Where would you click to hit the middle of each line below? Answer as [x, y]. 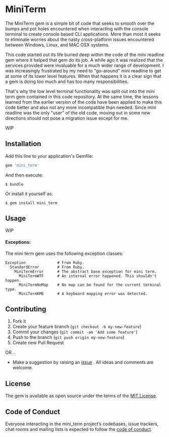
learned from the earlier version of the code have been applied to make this [84, 102]
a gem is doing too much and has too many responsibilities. [67, 81]
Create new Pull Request [38, 343]
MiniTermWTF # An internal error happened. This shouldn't [88, 276]
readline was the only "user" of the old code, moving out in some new [78, 113]
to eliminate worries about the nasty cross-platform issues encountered [80, 39]
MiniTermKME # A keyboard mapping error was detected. [83, 294]
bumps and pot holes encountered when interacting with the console [77, 28]
